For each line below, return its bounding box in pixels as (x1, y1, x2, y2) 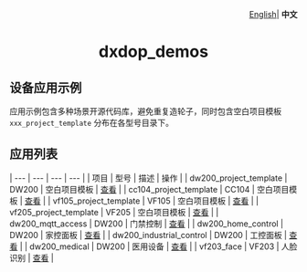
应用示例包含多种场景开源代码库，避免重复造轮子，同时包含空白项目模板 (9, 106, 281, 117)
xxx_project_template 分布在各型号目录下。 (9, 118, 175, 128)
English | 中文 (249, 9, 298, 19)
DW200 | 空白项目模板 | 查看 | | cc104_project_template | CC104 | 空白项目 (9, 183, 290, 194)
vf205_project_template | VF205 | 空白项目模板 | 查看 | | (9, 206, 219, 217)
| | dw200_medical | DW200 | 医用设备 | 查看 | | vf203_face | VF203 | (19, 241, 280, 252)
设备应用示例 (9, 79, 82, 95)
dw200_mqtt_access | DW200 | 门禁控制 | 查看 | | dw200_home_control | (9, 218, 284, 229)
